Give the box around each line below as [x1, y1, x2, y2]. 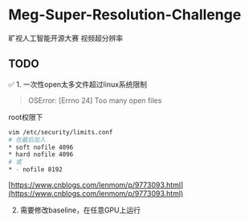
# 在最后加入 [8, 135, 46, 144]
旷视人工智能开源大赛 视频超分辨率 [8, 33, 123, 43]
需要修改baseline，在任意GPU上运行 [19, 205, 141, 215]
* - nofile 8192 [8, 166, 63, 174]
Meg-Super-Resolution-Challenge [8, 6, 242, 24]
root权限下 [8, 112, 43, 121]
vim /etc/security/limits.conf [8, 128, 113, 136]
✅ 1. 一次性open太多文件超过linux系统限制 [8, 79, 147, 89]
